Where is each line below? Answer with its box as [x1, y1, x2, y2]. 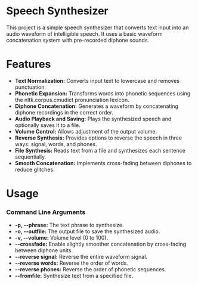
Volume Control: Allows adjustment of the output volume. [14, 128, 157, 135]
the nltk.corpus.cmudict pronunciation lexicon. [14, 96, 129, 103]
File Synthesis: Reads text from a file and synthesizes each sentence [14, 147, 186, 154]
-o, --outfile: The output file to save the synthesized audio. [14, 228, 160, 235]
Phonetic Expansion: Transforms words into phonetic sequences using [14, 89, 191, 97]
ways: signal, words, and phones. [14, 140, 97, 147]
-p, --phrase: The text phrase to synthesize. [14, 222, 124, 229]
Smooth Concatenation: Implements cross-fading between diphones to [14, 159, 192, 166]
